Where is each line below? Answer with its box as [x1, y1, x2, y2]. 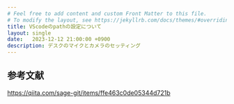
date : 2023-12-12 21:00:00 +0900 [7, 36, 111, 43]
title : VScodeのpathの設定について [7, 23, 102, 30]
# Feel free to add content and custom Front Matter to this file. [7, 10, 208, 17]
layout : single [7, 29, 52, 37]
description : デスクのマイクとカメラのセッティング [7, 42, 141, 49]
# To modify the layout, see [7, 17, 92, 24]
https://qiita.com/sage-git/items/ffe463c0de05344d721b [7, 88, 171, 97]
